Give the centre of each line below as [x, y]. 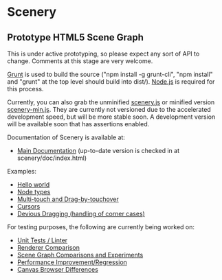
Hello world [33, 185]
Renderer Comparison [48, 247]
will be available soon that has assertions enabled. [78, 124]
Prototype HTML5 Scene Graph [76, 37]
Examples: [22, 171]
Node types [34, 192]
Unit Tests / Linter [42, 240]
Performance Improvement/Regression [72, 262]
